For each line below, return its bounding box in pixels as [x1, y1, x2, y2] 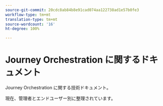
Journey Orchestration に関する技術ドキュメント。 [5, 85, 111, 91]
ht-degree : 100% [5, 26, 39, 31]
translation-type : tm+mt [5, 17, 58, 22]
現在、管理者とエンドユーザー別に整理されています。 [5, 95, 115, 101]
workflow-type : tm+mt [5, 12, 51, 17]
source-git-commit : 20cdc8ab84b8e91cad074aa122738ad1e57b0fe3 [5, 7, 139, 13]
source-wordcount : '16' [5, 21, 56, 27]
